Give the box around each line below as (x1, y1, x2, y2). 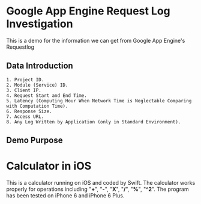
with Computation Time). (6, 103, 68, 109)
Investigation (6, 17, 73, 31)
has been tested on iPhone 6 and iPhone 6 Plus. (6, 192, 125, 199)
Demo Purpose (6, 135, 63, 146)
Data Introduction (6, 61, 73, 71)
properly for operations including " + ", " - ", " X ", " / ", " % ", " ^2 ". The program (6, 185, 189, 193)
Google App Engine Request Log (6, 4, 170, 18)
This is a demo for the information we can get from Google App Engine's (6, 37, 185, 44)
